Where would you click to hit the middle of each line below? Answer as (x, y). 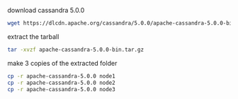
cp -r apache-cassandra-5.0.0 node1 (61, 76)
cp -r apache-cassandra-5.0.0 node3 (61, 89)
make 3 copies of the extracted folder (62, 63)
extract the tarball (33, 36)
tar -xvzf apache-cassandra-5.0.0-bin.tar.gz (75, 49)
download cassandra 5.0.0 (46, 10)
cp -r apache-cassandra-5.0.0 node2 (61, 83)
